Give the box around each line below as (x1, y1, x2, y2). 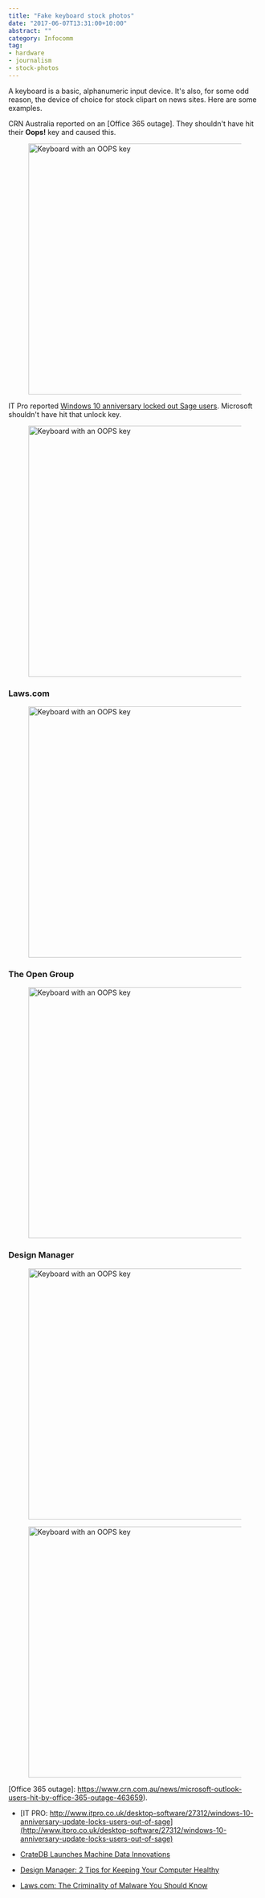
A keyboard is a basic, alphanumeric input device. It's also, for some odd (8, 86, 249, 96)
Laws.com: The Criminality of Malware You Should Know (19, 1880, 208, 1890)
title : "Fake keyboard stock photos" (8, 11, 135, 20)
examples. (8, 103, 43, 112)
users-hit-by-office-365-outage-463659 (8, 1793, 143, 1802)
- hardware (8, 49, 45, 57)
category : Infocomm (8, 34, 74, 43)
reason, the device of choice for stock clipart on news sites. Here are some (8, 94, 257, 104)
